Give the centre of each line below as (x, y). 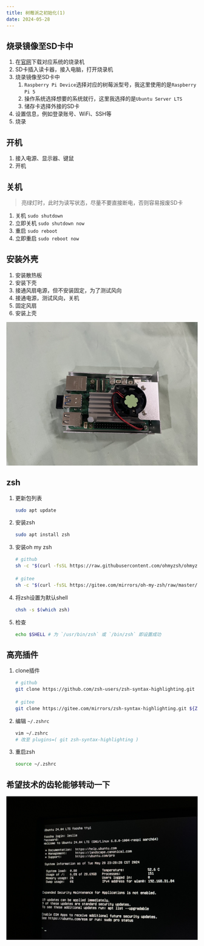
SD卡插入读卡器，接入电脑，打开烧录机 (64, 69)
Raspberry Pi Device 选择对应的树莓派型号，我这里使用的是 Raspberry (110, 84)
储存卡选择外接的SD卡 (52, 106)
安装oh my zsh (33, 547)
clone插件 (28, 671)
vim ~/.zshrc (32, 733)
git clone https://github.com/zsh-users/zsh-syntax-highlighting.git (105, 690)
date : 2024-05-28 (28, 19)
